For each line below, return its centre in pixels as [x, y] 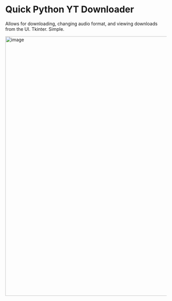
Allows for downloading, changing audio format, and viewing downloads [81, 24]
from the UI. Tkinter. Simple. [35, 29]
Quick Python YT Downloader [70, 9]
